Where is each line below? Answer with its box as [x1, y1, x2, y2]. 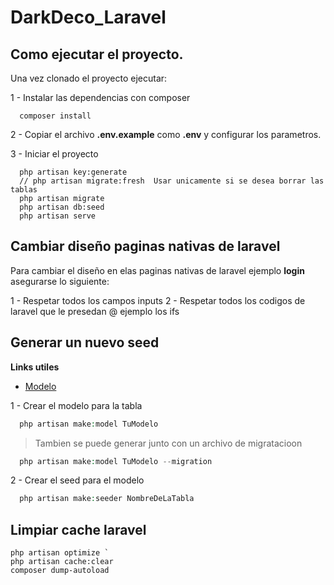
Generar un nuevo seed [10, 334, 160, 351]
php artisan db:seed [19, 202, 105, 212]
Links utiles [10, 361, 60, 373]
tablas [10, 185, 38, 195]
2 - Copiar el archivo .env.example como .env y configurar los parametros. [10, 129, 322, 140]
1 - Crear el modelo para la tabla [10, 399, 143, 411]
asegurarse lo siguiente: [10, 275, 110, 287]
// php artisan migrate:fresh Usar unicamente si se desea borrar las [19, 176, 325, 186]
